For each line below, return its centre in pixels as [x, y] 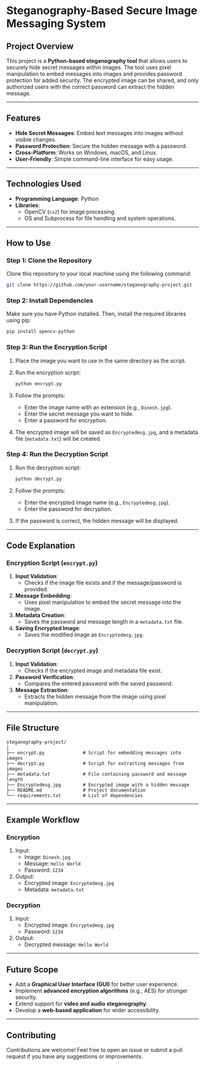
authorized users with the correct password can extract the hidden [90, 87]
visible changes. [36, 139]
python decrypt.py [38, 479]
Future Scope [32, 969]
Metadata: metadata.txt [54, 889]
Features [23, 118]
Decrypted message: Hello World [66, 944]
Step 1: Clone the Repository [49, 260]
